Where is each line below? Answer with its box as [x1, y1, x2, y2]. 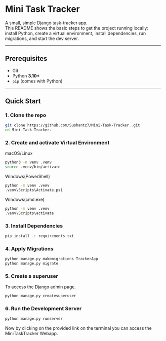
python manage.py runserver [5, 316, 63, 321]
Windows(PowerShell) [5, 174, 50, 180]
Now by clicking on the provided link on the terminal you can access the [5, 325, 152, 331]
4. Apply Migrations [5, 245, 54, 252]
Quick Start [5, 97, 41, 106]
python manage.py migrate [5, 261, 58, 266]
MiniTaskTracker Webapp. [5, 331, 58, 337]
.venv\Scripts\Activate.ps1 [5, 188, 63, 193]
